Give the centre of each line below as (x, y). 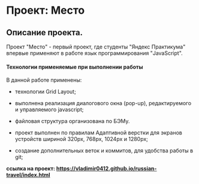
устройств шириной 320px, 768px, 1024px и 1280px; (82, 139)
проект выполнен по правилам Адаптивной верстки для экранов (99, 133)
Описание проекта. (44, 33)
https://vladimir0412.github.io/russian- (106, 168)
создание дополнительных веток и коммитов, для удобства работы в (104, 151)
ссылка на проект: (31, 168)
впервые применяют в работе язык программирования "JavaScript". (94, 53)
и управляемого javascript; (49, 110)
